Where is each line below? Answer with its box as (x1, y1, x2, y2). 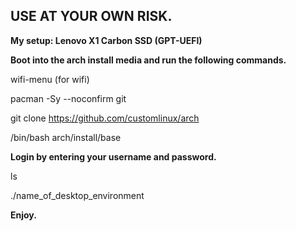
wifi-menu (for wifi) (10, 73, 90, 85)
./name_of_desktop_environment (10, 189, 145, 201)
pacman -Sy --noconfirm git (10, 92, 127, 104)
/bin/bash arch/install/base (10, 131, 122, 143)
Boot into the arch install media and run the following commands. (10, 54, 287, 66)
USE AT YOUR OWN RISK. (10, 8, 173, 25)
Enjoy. (10, 209, 37, 221)
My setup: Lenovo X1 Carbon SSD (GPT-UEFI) (10, 34, 203, 46)
